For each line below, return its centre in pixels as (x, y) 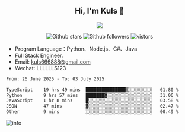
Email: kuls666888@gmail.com (52, 62)
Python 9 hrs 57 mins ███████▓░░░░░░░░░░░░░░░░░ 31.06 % (92, 95)
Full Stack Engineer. (39, 55)
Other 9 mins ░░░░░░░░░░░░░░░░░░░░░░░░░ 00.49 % (92, 112)
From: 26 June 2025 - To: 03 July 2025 (55, 79)
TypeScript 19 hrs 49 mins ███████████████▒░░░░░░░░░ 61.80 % (92, 90)
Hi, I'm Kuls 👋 (100, 11)
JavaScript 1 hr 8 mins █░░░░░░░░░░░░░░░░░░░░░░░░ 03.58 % (92, 101)
